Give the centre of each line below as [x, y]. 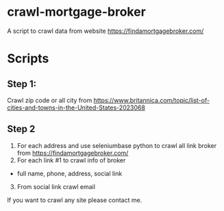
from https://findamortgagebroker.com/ [73, 153]
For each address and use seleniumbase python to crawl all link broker [117, 145]
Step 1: [22, 84]
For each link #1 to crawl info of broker [71, 160]
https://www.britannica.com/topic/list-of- [152, 100]
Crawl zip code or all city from [50, 100]
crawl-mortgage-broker [76, 12]
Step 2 [21, 129]
